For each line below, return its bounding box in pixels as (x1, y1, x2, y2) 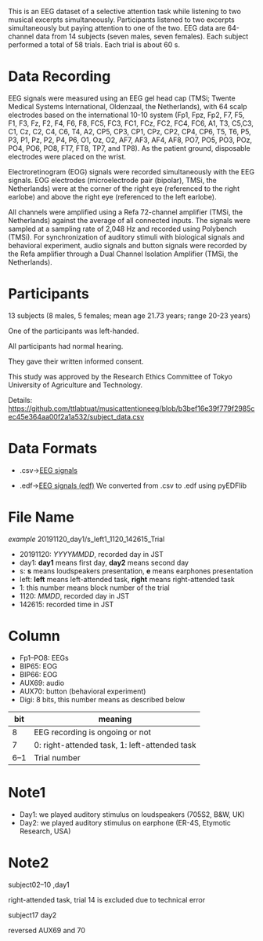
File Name (8, 508, 74, 525)
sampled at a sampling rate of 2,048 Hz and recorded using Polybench (8, 224, 237, 233)
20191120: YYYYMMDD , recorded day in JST (19, 549, 164, 558)
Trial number (34, 752, 81, 763)
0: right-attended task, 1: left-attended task (34, 739, 197, 750)
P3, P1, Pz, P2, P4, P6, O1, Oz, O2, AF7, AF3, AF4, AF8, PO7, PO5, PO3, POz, (8, 135, 253, 145)
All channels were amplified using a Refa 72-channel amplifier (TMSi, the (8, 207, 243, 217)
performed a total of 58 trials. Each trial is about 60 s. (8, 40, 180, 49)
